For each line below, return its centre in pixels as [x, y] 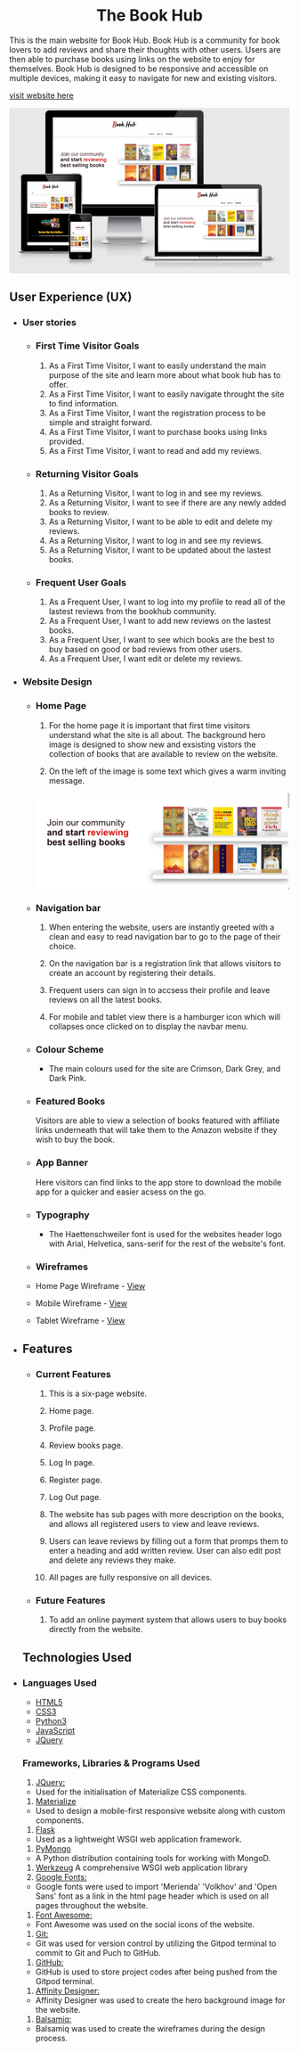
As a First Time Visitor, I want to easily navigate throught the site [166, 394]
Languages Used [60, 1683]
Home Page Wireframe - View [90, 1286]
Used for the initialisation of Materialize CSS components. [141, 1792]
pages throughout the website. [92, 1906]
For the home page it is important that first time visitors [149, 725]
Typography [63, 1215]
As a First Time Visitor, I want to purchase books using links [158, 431]
